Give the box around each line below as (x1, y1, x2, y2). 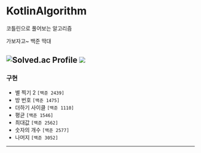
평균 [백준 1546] (14, 111, 54, 118)
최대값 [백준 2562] (14, 118, 59, 126)
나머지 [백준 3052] (14, 133, 59, 141)
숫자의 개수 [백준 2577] (14, 126, 70, 133)
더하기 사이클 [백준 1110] (14, 103, 74, 111)
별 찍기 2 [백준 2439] (14, 88, 65, 96)
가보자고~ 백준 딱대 (6, 37, 52, 44)
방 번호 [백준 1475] (14, 96, 60, 103)
